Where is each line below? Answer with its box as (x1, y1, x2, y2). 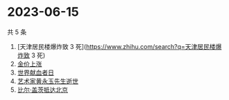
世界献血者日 (17, 68, 54, 77)
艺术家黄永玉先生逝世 (17, 77, 78, 85)
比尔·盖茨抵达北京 (17, 86, 68, 94)
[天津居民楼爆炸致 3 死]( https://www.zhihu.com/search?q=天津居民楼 (17, 42, 217, 50)
